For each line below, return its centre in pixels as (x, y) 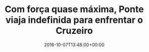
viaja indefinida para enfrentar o (74, 20)
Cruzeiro (74, 31)
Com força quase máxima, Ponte (74, 9)
